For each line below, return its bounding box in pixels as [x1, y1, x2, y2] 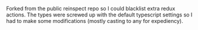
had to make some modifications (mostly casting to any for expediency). [6, 18, 183, 24]
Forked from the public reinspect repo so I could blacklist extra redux [6, 5, 175, 12]
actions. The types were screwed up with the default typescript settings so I [6, 11, 193, 18]
